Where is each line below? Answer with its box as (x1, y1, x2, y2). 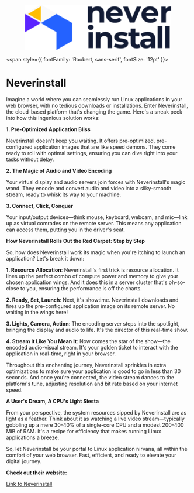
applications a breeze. (6, 434, 60, 441)
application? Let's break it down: (6, 255, 85, 262)
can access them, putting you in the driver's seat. (6, 226, 126, 233)
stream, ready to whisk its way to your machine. (6, 191, 122, 198)
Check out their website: (6, 469, 67, 476)
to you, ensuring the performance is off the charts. (20, 285, 142, 292)
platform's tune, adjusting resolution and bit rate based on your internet (6, 380, 178, 387)
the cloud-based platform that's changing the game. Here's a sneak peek (6, 108, 183, 115)
